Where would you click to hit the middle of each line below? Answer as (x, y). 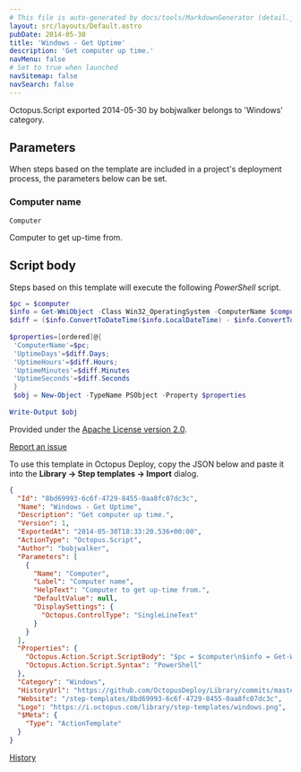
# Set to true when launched (64, 68)
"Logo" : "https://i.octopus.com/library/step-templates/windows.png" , (152, 707)
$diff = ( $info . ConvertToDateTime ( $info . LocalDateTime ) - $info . (134, 320)
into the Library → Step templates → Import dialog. (104, 473)
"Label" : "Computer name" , (83, 582)
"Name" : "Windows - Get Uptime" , (80, 507)
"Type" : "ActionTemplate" (74, 724)
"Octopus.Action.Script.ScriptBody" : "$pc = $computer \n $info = (148, 657)
